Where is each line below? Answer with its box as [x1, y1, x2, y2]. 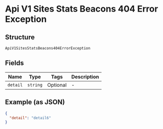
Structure [5, 33, 35, 41]
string [27, 82, 43, 88]
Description [71, 73, 99, 80]
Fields [5, 59, 24, 67]
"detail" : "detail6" [9, 115, 51, 120]
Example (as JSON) [5, 98, 65, 106]
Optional [47, 81, 67, 88]
